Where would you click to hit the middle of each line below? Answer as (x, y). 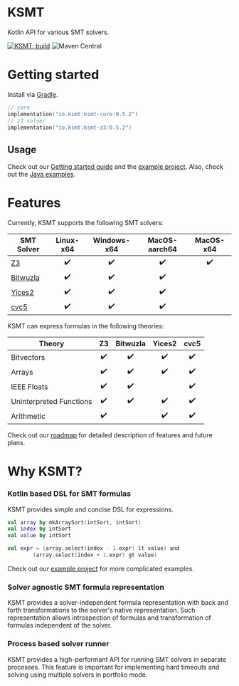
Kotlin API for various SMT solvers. (58, 32)
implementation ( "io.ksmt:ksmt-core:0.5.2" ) (73, 114)
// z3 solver (27, 121)
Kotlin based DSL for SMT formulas (69, 494)
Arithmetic (28, 416)
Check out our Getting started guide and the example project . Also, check (116, 167)
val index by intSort (39, 529)
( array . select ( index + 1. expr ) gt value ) (95, 555)
